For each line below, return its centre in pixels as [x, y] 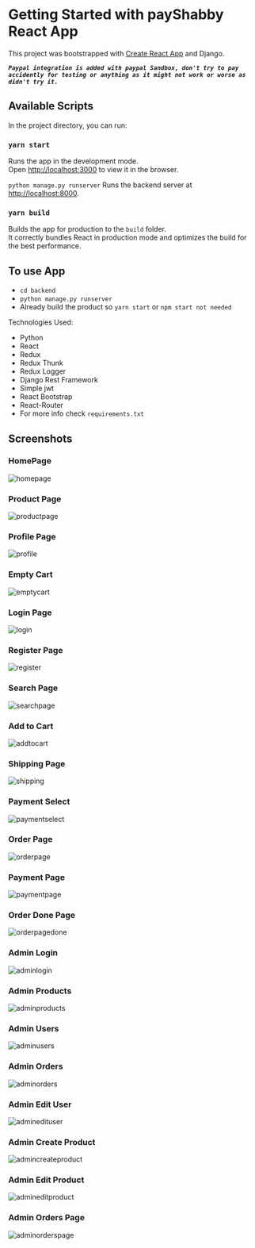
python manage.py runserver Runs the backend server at [100, 185]
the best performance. [45, 246]
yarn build [29, 213]
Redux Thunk [41, 363]
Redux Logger [43, 371]
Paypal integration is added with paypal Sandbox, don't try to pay [124, 68]
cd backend [38, 291]
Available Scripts [51, 106]
